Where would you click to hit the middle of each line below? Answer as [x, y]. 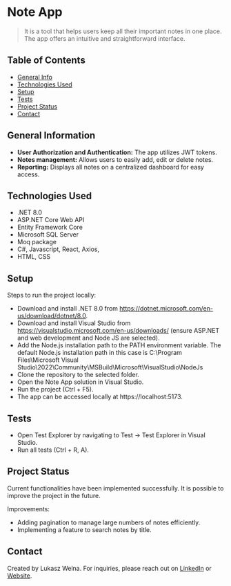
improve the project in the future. [54, 495]
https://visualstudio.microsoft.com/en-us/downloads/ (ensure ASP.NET [118, 331]
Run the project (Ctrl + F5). [55, 390]
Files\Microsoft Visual [48, 360]
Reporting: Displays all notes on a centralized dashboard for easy [111, 167]
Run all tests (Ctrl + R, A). [53, 450]
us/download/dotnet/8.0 [51, 316]
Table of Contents [47, 61]
